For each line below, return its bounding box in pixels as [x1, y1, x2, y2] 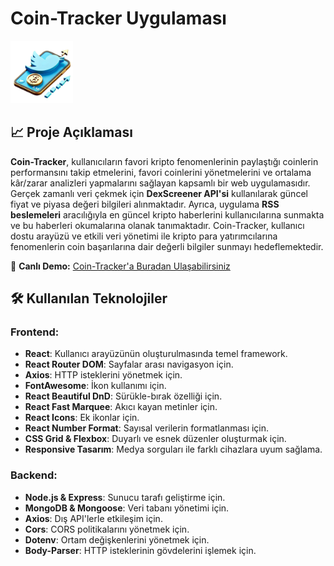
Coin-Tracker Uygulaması [10, 7, 227, 30]
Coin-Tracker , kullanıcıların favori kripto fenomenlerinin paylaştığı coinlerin [10, 155, 319, 167]
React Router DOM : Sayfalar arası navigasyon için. [24, 358, 234, 371]
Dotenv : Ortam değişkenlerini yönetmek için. [24, 533, 210, 546]
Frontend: [10, 325, 60, 339]
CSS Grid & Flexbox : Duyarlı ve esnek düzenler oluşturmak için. [24, 433, 287, 445]
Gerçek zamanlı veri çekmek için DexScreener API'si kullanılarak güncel [10, 187, 308, 199]
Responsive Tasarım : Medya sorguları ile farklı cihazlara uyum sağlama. [24, 443, 323, 456]
